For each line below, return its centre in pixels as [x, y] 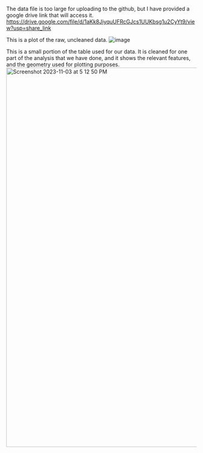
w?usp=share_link [29, 28]
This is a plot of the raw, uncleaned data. [57, 40]
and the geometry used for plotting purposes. [63, 64]
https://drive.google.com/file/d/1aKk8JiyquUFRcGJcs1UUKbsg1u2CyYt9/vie [101, 22]
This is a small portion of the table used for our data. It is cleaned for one [97, 52]
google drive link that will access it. [50, 15]
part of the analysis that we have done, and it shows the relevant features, [98, 58]
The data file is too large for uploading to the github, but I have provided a [98, 9]
